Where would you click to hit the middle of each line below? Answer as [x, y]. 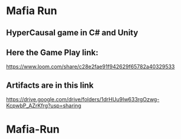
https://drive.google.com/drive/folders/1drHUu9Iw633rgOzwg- [83, 100]
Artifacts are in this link [50, 85]
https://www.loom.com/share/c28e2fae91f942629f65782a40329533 [90, 67]
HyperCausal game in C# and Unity [72, 33]
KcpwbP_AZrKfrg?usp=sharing [44, 106]
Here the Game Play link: [52, 52]
